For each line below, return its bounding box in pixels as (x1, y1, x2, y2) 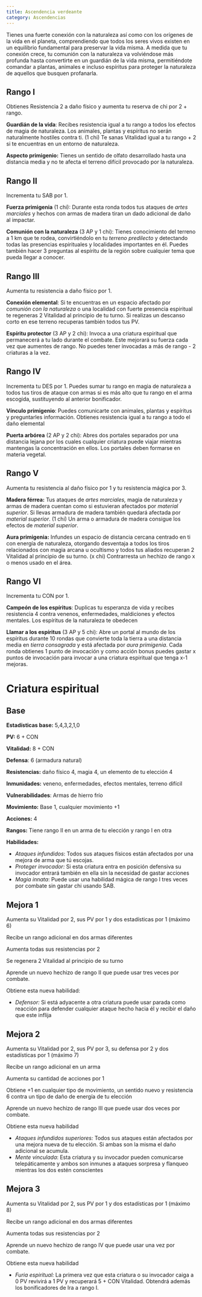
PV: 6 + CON (6, 734, 39, 741)
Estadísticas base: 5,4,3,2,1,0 (6, 721, 80, 729)
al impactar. (6, 217, 36, 224)
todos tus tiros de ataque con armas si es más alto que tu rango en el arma (6, 388, 192, 396)
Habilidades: (6, 839, 39, 846)
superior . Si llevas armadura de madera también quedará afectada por (6, 509, 181, 516)
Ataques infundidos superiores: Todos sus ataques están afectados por (14, 1135, 193, 1141)
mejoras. (6, 661, 28, 668)
